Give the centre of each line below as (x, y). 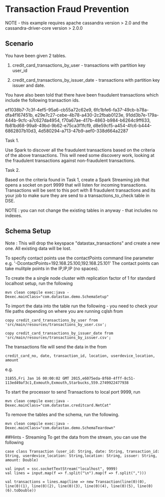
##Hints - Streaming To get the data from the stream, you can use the (76, 437)
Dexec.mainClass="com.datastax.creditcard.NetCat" (58, 405)
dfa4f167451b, (19, 115)
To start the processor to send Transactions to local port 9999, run (73, 392)
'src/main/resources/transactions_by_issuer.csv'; (58, 338)
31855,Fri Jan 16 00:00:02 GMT (37, 378)
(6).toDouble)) (21, 490)
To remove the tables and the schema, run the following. (62, 414)
